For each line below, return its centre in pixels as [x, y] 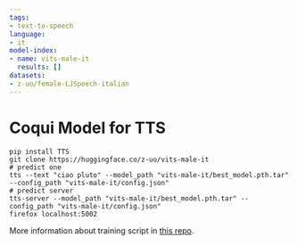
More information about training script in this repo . [102, 230]
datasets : [28, 76]
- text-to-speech [41, 26]
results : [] [40, 68]
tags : [19, 17]
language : [28, 34]
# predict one [36, 167]
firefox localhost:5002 [54, 214]
